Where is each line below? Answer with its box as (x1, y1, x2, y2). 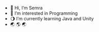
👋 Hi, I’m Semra (10, 5, 43, 11)
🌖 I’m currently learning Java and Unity (10, 16, 94, 21)
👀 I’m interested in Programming (10, 10, 78, 16)
